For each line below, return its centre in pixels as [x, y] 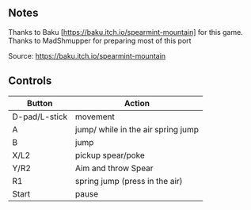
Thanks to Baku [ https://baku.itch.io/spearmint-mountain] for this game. [125, 32]
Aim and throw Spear [114, 168]
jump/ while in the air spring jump [137, 129]
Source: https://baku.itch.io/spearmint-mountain [87, 55]
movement [95, 116]
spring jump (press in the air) [129, 181]
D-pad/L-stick [40, 116]
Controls [30, 81]
